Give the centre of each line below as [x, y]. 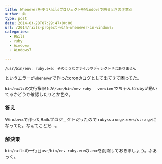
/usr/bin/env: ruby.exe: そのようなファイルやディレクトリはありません [71, 68]
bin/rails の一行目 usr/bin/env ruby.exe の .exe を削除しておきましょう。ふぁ [81, 151]
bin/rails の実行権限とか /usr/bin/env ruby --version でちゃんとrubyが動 [79, 88]
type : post [16, 18]
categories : [17, 32]
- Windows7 [20, 50]
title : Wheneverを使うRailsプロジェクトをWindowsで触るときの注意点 [69, 9]
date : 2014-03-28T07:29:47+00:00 [39, 23]
